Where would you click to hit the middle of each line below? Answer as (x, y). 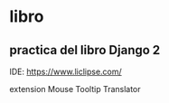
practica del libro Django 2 (85, 50)
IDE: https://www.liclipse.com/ (66, 71)
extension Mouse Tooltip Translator (75, 89)
